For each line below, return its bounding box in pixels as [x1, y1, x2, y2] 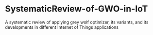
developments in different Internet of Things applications [5, 24, 119, 30]
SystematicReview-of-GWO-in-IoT [5, 3, 148, 14]
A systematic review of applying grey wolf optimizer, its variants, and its [5, 19, 149, 25]
